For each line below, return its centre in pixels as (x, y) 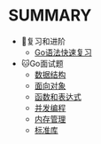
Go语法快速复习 (63, 52)
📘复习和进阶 (43, 41)
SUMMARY (50, 16)
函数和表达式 (58, 96)
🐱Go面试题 (42, 63)
